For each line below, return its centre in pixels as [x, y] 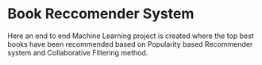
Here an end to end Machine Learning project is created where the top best [131, 36]
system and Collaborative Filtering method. [78, 52]
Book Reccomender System [101, 14]
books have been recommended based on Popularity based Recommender [130, 44]
